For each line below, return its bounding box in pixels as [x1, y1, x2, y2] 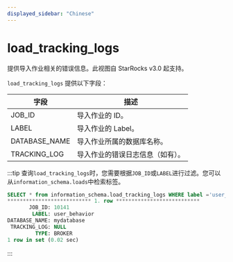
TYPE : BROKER [35, 230, 73, 237]
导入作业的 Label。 [77, 123, 139, 133]
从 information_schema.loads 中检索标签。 [7, 177, 125, 186]
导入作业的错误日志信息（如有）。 [77, 149, 185, 159]
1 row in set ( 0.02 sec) [7, 236, 79, 243]
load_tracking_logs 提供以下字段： [7, 79, 107, 87]
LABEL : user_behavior [32, 211, 95, 218]
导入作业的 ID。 [77, 110, 128, 120]
